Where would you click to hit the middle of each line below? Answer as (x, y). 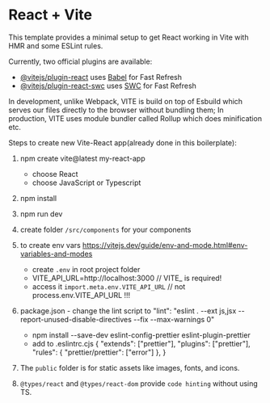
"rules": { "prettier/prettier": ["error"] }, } (99, 352)
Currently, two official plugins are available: (80, 61)
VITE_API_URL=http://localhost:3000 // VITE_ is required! (127, 278)
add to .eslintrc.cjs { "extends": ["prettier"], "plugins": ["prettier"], (141, 343)
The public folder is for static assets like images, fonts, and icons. (130, 367)
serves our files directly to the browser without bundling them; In (116, 110)
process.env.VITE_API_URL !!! (81, 295)
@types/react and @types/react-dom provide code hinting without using (139, 383)
